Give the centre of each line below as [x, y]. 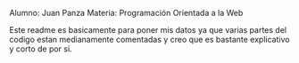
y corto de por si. [41, 49]
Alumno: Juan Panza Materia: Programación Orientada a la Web [126, 13]
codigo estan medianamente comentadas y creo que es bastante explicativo [149, 39]
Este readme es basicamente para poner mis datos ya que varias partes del [148, 30]
